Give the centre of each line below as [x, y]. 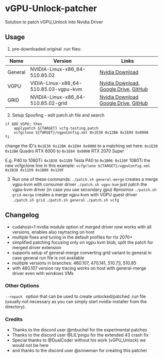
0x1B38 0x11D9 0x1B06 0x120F [34, 170]
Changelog [22, 215]
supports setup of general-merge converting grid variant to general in [82, 253]
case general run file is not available [48, 257]
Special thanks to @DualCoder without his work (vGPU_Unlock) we [79, 340]
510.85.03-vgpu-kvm [56, 89]
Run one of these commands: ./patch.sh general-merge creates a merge [85, 179]
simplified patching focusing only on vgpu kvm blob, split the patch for [82, 242]
